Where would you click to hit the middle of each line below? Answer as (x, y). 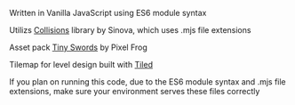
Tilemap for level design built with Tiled (81, 65)
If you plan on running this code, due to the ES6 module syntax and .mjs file (147, 82)
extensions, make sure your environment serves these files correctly (135, 91)
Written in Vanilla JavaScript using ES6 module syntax (108, 13)
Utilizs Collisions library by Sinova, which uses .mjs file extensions (130, 30)
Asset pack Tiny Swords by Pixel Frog (79, 47)
